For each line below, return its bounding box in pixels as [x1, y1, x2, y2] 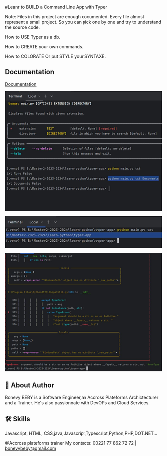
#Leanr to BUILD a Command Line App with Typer [5, 4, 108, 10]
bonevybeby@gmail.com [5, 445, 56, 451]
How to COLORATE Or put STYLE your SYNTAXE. [5, 53, 106, 59]
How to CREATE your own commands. [5, 44, 83, 49]
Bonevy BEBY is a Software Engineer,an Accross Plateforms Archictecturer [5, 394, 159, 400]
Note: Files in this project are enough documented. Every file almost [5, 14, 144, 19]
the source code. [5, 24, 40, 30]
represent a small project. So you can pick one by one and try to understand [5, 19, 161, 25]
